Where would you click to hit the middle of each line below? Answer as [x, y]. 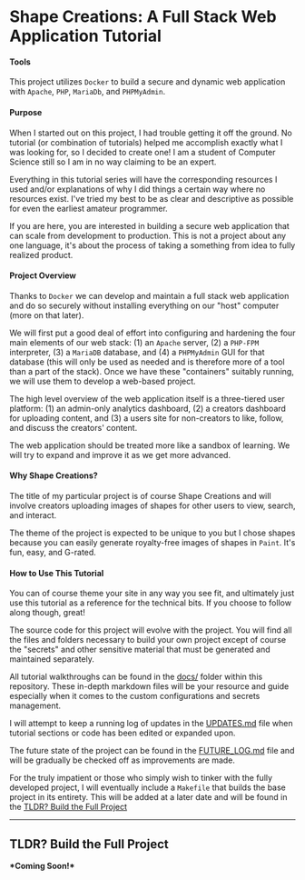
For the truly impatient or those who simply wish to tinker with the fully [141, 778]
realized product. [41, 255]
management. [35, 705]
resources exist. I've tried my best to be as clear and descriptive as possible [152, 198]
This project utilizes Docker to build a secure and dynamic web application [148, 82]
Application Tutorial [85, 36]
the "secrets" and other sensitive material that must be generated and [140, 650]
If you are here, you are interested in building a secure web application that [150, 225]
